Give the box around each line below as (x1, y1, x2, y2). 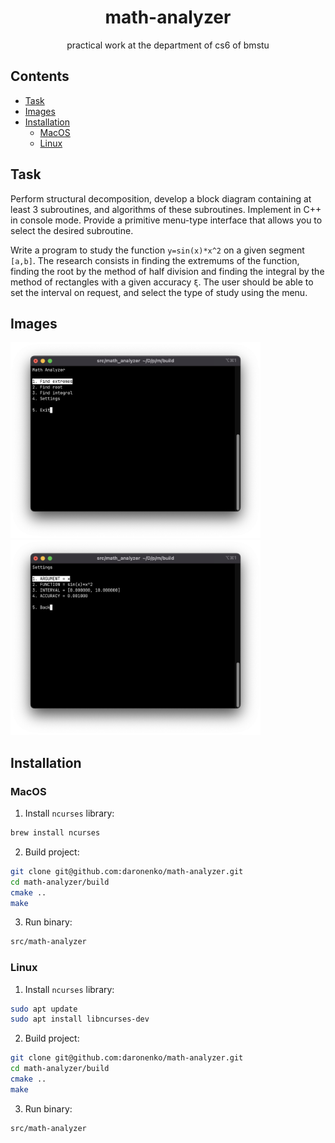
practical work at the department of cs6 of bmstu (66, 39, 270, 51)
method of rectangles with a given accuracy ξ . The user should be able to (10, 276, 314, 288)
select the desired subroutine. (10, 224, 134, 236)
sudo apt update (10, 1004, 78, 1014)
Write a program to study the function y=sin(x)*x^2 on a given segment (10, 244, 305, 256)
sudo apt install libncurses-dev (10, 1014, 150, 1025)
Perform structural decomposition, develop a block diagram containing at (10, 192, 312, 205)
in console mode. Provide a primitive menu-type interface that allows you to (10, 214, 323, 226)
